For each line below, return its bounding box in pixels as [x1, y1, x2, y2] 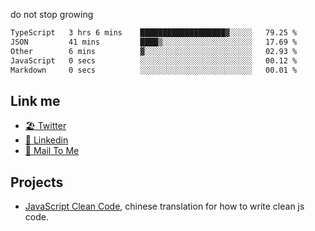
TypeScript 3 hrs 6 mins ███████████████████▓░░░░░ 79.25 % [10, 28, 298, 38]
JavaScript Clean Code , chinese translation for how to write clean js [24, 200, 305, 212]
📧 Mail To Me [24, 145, 80, 157]
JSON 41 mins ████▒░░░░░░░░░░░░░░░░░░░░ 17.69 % [10, 37, 298, 47]
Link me [10, 92, 61, 109]
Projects [10, 174, 64, 191]
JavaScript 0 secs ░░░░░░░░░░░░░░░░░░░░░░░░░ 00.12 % [10, 55, 298, 66]
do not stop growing [10, 9, 94, 20]
